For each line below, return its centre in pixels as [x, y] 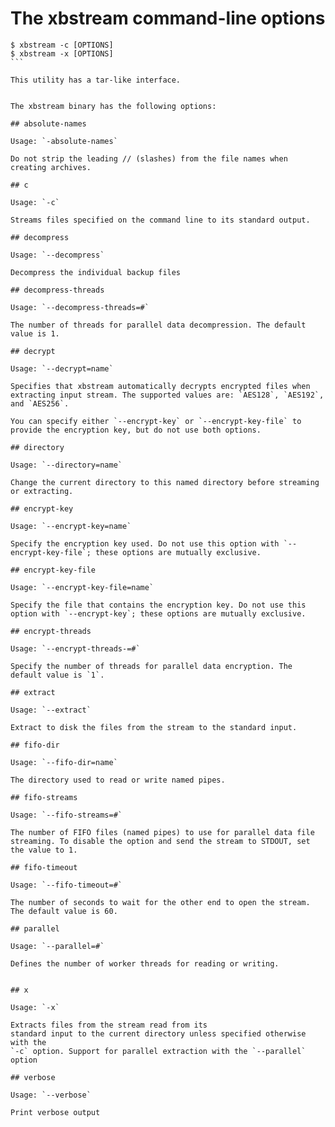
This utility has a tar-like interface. [96, 80]
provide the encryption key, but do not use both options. [136, 430]
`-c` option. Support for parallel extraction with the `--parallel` [158, 1051]
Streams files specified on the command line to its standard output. [160, 220]
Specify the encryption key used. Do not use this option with [145, 543]
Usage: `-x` [35, 1007]
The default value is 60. [64, 911]
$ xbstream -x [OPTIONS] [62, 53]
